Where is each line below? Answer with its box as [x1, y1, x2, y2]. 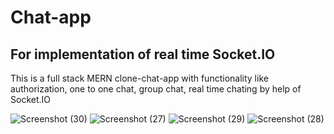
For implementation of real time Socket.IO [10, 46, 276, 63]
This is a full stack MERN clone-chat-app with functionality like [10, 72, 269, 84]
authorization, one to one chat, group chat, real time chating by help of [10, 83, 302, 95]
